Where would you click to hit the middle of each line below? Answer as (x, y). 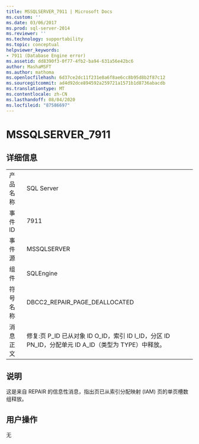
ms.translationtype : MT (36, 89)
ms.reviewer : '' (26, 34)
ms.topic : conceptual (33, 45)
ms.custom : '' (24, 17)
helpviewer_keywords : (33, 50)
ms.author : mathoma (30, 72)
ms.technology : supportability (45, 39)
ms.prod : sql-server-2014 (38, 28)
